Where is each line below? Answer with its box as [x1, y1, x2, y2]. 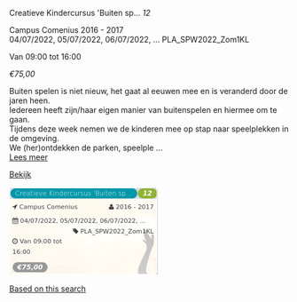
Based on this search [9, 283, 87, 294]
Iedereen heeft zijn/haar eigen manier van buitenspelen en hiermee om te [9, 105, 277, 115]
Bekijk [9, 169, 32, 179]
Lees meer [9, 152, 49, 163]
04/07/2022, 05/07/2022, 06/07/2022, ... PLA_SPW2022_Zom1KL [9, 35, 250, 44]
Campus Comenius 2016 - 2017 [9, 25, 124, 35]
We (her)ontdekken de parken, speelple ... [9, 142, 163, 153]
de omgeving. [9, 133, 59, 143]
